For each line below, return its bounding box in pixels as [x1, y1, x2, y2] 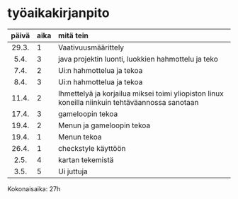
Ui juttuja [57, 166, 88, 176]
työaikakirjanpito [7, 5, 110, 21]
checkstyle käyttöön [57, 143, 126, 153]
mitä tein [57, 30, 89, 40]
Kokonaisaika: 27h [7, 184, 61, 193]
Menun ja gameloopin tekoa [57, 120, 151, 130]
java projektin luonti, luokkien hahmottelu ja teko [57, 54, 218, 64]
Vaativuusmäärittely [57, 42, 125, 52]
